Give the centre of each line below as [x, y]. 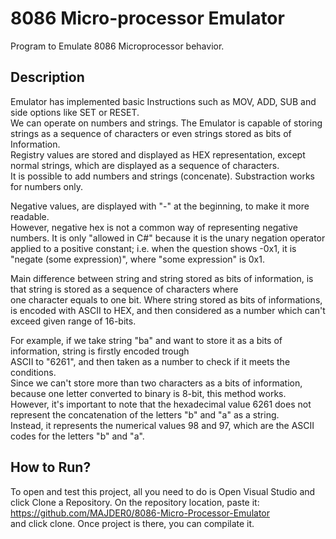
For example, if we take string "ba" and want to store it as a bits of [146, 340]
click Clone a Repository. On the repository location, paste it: [135, 502]
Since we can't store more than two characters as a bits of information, [156, 383]
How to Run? [51, 467]
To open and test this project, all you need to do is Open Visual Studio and [163, 491]
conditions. [33, 372]
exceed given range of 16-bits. [73, 321]
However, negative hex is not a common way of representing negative [154, 227]
